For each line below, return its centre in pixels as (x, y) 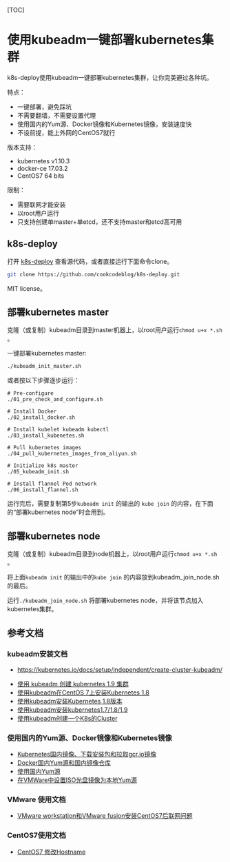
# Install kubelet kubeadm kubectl (58, 430)
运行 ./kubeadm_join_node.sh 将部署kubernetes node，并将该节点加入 (105, 601)
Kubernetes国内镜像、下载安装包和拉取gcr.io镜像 (87, 755)
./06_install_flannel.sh (43, 490)
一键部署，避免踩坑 (44, 107)
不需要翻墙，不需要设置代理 (56, 115)
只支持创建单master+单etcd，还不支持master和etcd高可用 (100, 222)
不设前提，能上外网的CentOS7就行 (66, 132)
